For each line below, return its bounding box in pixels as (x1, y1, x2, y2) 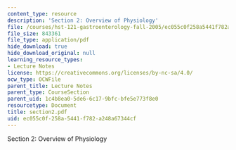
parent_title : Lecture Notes (7, 82, 93, 89)
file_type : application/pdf (7, 37, 90, 44)
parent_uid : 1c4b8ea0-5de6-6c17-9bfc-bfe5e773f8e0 (7, 96, 159, 103)
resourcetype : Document (7, 102, 77, 109)
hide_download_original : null (7, 50, 96, 57)
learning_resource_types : (7, 56, 83, 63)
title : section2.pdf (7, 108, 68, 115)
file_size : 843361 (7, 30, 61, 37)
